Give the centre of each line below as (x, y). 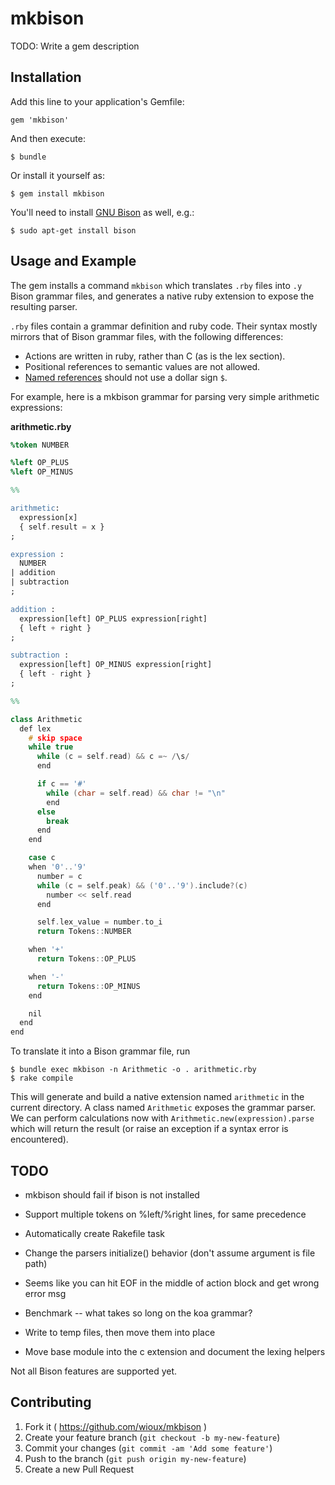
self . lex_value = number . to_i (99, 922)
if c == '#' (61, 784)
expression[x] (48, 517)
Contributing (51, 1402)
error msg (45, 1293)
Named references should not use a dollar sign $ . (126, 377)
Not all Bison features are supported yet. (94, 1371)
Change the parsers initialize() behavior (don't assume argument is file (170, 1253)
